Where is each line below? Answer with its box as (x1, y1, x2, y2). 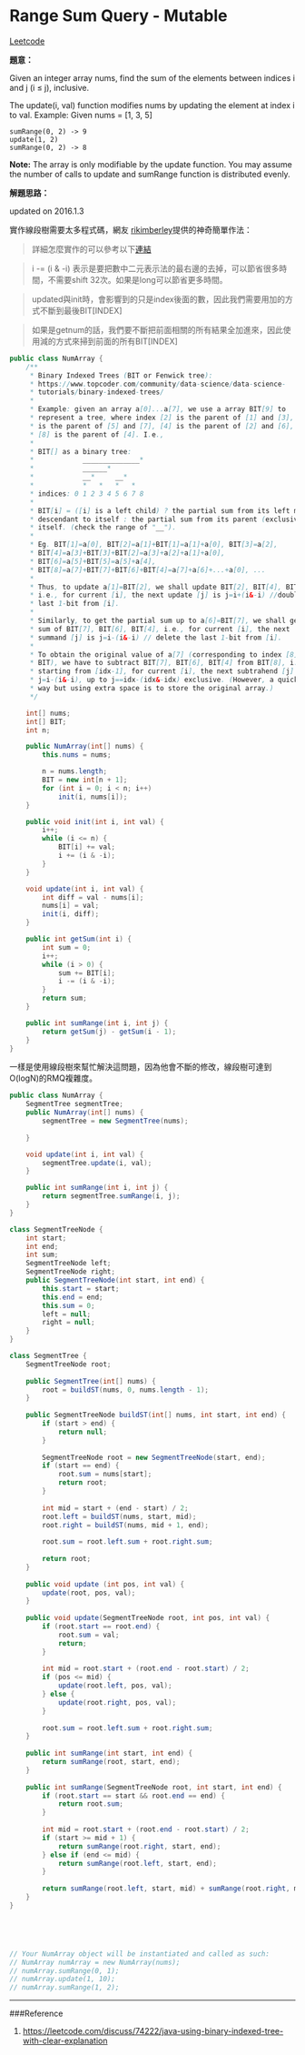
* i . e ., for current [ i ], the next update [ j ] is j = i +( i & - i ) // (29, 590, 279, 600)
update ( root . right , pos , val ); (57, 1697, 177, 1707)
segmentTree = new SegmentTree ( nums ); (42, 1116, 189, 1126)
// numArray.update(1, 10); (9, 1975, 116, 1984)
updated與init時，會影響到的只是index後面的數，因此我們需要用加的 (31, 293, 286, 305)
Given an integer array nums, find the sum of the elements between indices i (9, 72, 295, 83)
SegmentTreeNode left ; (25, 1259, 112, 1268)
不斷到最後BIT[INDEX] (39, 305, 123, 316)
